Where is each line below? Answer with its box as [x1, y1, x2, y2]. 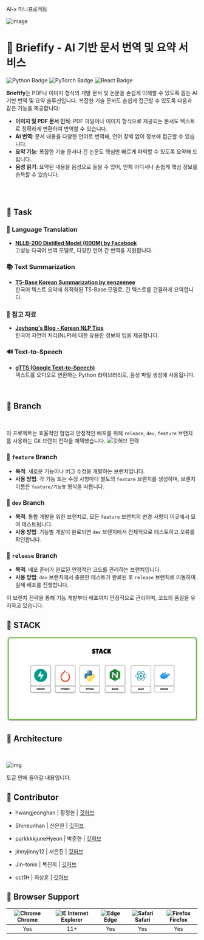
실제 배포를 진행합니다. [15, 581, 69, 589]
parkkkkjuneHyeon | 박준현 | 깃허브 [15, 835, 101, 842]
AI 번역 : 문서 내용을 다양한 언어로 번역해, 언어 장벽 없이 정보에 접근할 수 [15, 132, 184, 140]
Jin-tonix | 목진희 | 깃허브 [15, 861, 77, 868]
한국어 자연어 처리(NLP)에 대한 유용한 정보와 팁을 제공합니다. [15, 332, 160, 339]
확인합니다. [15, 535, 42, 543]
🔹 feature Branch [6, 453, 58, 461]
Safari [134, 916, 151, 924]
